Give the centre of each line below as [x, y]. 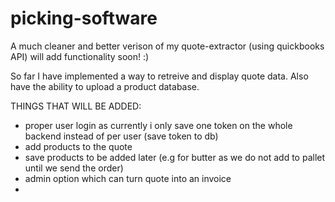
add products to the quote [78, 146]
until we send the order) [74, 168]
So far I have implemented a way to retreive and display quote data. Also [159, 76]
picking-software [84, 18]
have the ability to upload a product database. [105, 86]
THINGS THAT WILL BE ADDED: [76, 106]
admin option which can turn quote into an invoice [128, 178]
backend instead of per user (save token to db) [121, 136]
